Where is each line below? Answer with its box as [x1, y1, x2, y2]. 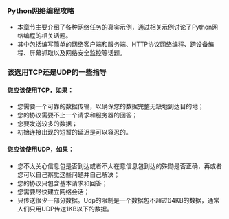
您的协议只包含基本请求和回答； [17, 178, 108, 187]
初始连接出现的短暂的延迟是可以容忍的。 [17, 128, 132, 137]
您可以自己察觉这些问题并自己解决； [17, 170, 120, 178]
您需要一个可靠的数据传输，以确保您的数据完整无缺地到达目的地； [17, 102, 204, 111]
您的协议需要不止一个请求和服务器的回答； [17, 111, 138, 119]
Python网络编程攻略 [7, 5, 74, 15]
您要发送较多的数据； [17, 119, 78, 128]
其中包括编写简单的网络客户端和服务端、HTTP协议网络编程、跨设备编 [17, 40, 215, 49]
